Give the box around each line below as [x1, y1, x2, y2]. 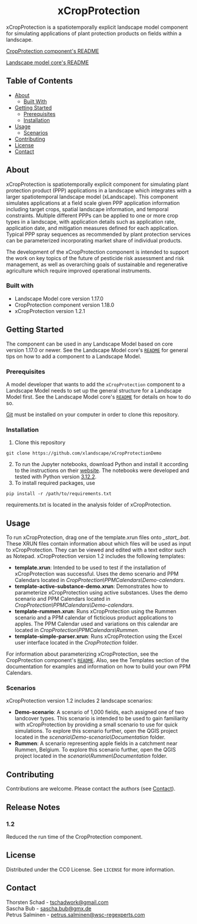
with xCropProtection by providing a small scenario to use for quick [14, 721, 178, 728]
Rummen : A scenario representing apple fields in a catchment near [14, 740, 178, 747]
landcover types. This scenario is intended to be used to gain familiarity [14, 715, 188, 722]
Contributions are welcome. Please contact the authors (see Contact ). [6, 785, 176, 792]
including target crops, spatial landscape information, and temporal [6, 205, 169, 212]
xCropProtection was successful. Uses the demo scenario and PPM [14, 570, 179, 577]
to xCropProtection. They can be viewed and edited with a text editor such [6, 546, 186, 554]
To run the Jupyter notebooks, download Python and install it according [14, 461, 189, 468]
